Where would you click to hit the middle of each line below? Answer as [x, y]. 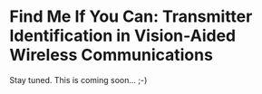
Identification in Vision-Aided [123, 36]
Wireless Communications [111, 55]
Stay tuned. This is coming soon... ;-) [78, 80]
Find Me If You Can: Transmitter [131, 17]
